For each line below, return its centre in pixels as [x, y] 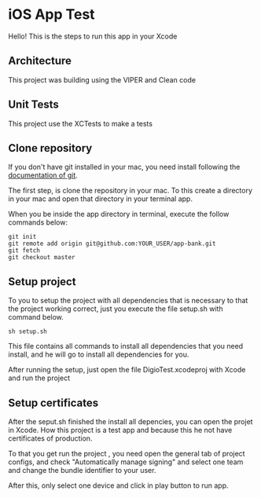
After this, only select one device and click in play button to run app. [119, 485]
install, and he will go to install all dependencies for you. [99, 354]
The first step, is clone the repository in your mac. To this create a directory [130, 191]
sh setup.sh [28, 331]
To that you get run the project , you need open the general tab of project [127, 454]
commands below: [38, 222]
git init [22, 237]
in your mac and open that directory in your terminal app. [100, 199]
